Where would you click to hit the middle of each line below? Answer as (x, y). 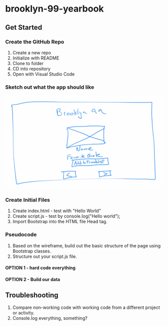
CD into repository (31, 69)
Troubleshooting (32, 295)
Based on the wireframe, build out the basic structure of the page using (87, 245)
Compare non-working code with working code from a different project (86, 307)
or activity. (23, 312)
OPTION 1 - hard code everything (40, 268)
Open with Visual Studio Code (44, 74)
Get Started (24, 27)
